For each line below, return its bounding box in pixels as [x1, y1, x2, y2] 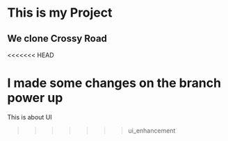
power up [7, 90, 63, 106]
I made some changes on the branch [7, 75, 221, 91]
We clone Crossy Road [7, 33, 108, 44]
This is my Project [7, 5, 113, 21]
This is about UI [7, 113, 52, 121]
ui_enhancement [128, 126, 176, 135]
